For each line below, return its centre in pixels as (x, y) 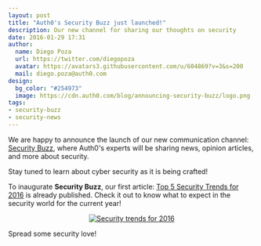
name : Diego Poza (43, 52)
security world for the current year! (65, 203)
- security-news (34, 118)
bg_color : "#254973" (49, 88)
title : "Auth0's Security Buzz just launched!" (87, 23)
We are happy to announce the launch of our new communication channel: (129, 139)
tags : (17, 103)
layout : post (29, 15)
